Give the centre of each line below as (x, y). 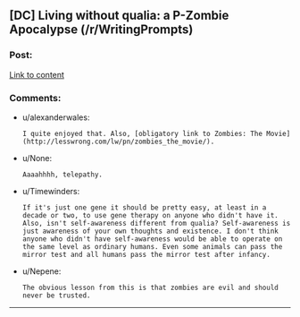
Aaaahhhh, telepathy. (62, 175)
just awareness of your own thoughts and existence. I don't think (150, 231)
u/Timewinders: (51, 191)
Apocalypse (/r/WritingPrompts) (101, 30)
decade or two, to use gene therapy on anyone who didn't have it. (150, 215)
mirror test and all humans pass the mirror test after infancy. (146, 254)
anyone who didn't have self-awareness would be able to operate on (152, 239)
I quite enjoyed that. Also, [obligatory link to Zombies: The (142, 133)
